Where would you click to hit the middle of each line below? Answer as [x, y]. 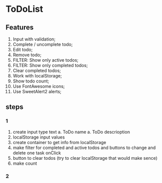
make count [25, 163]
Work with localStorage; [37, 76]
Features [20, 27]
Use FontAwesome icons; [39, 86]
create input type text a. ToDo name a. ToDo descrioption [71, 132]
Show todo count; [31, 81]
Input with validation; [34, 39]
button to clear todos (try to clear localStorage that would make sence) [85, 158]
